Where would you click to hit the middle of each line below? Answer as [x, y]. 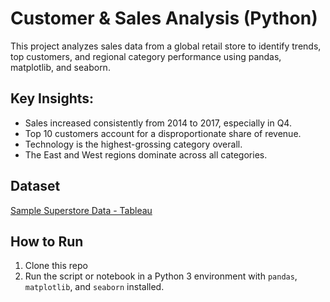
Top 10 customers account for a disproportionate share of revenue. [163, 133]
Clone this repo [56, 266]
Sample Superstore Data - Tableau [81, 210]
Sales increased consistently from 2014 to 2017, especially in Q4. [158, 123]
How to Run [47, 241]
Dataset [35, 186]
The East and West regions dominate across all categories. [146, 154]
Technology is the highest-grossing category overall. [133, 144]
